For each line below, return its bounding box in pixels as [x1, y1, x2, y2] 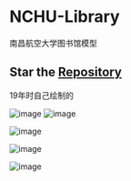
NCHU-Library [9, 6, 120, 27]
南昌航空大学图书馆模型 [9, 37, 97, 48]
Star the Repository [9, 65, 123, 80]
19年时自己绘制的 [9, 89, 75, 101]
